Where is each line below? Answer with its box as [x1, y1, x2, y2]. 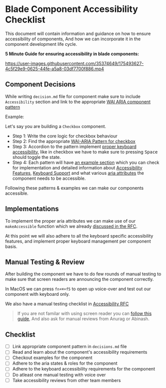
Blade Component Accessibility [5, 3, 138, 15]
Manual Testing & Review [5, 258, 85, 266]
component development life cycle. [5, 41, 78, 47]
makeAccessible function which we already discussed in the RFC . [5, 223, 138, 229]
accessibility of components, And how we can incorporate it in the [5, 36, 141, 42]
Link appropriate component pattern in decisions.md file [12, 344, 127, 350]
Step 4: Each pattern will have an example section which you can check [12, 159, 160, 165]
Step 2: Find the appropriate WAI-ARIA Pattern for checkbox [12, 138, 136, 144]
